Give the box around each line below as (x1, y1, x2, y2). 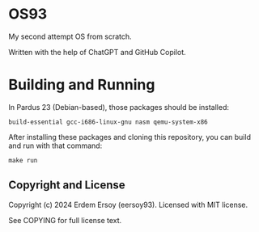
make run (8, 156, 38, 164)
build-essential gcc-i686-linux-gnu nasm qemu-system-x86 (8, 118, 208, 126)
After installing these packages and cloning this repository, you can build (8, 132, 251, 141)
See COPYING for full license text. (8, 215, 122, 225)
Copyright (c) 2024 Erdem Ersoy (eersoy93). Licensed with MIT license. (8, 200, 248, 209)
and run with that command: (8, 141, 103, 150)
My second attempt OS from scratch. (8, 32, 132, 41)
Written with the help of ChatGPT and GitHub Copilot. (8, 47, 186, 57)
